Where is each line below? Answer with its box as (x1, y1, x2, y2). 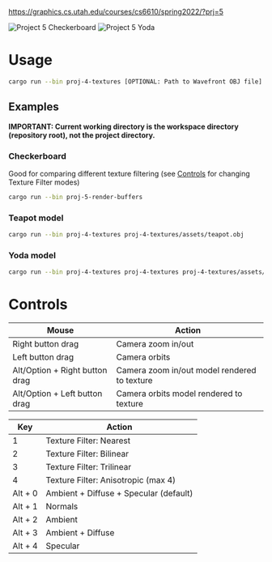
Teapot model (8, 212, 64, 224)
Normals (45, 501, 79, 513)
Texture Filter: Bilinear (45, 449, 130, 460)
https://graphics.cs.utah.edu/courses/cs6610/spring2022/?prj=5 (8, 7, 224, 16)
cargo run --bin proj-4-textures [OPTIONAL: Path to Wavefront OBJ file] (8, 77, 263, 86)
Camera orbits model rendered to (116, 388, 243, 399)
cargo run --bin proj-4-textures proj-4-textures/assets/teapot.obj (8, 231, 244, 239)
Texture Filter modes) (8, 177, 80, 187)
